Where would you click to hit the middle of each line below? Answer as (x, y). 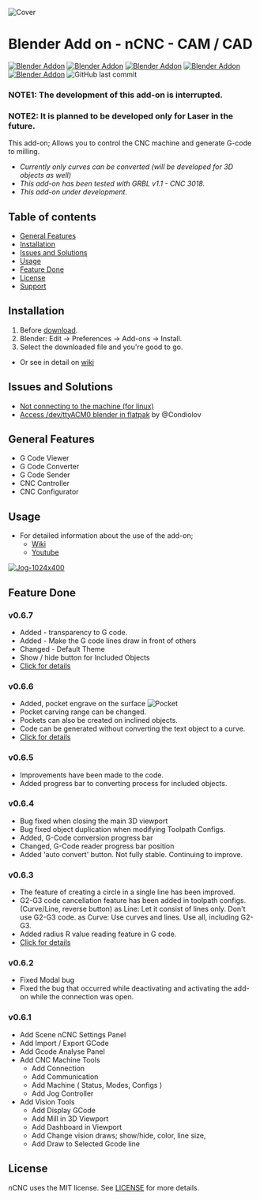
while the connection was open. (82, 997)
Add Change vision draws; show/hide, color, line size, (119, 1135)
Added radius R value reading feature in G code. (98, 934)
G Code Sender (45, 475)
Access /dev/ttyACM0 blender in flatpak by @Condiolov (110, 414)
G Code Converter (49, 467)
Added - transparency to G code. (73, 632)
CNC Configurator (49, 492)
